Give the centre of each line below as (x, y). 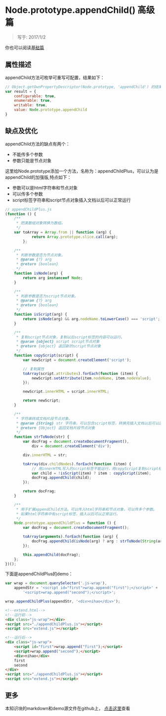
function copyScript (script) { (46, 356)
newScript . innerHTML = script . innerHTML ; (66, 392)
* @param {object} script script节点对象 (58, 342)
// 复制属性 (34, 369)
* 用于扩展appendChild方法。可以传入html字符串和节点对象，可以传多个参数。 (86, 509)
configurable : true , (35, 96)
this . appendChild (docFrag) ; (52, 555)
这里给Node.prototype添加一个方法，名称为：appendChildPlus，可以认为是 (82, 171)
